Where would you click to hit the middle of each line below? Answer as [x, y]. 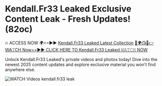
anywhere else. [20, 69]
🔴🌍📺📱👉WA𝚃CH [144, 43]
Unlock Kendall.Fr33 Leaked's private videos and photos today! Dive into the [81, 59]
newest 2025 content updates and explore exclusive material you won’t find [81, 64]
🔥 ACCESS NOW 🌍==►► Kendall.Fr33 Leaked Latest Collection [69, 43]
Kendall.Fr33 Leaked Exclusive [68, 9]
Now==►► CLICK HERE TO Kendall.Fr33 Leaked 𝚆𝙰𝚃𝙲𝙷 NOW [85, 49]
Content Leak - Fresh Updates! [68, 19]
